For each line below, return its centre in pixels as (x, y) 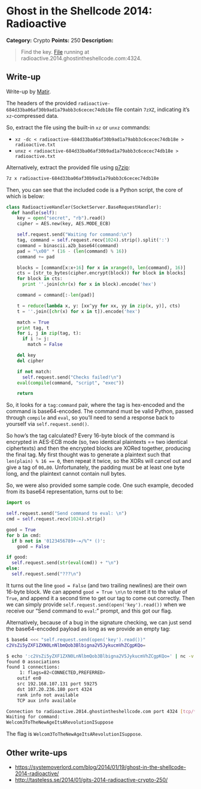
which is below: (25, 196)
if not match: (34, 371)
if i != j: (36, 339)
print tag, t (33, 328)
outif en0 (29, 678)
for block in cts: (40, 279)
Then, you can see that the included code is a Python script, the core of (95, 190)
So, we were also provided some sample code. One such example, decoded (100, 485)
